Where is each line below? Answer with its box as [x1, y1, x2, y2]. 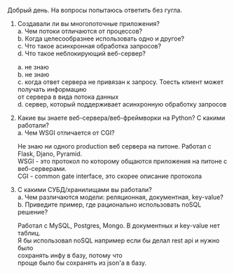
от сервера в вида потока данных [17, 93, 119, 101]
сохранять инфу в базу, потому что [17, 252, 123, 259]
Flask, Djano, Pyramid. [17, 150, 83, 158]
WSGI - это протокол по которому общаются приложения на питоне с [17, 157, 228, 165]
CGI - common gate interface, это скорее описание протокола [17, 172, 202, 180]
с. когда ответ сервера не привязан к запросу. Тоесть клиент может [17, 78, 224, 86]
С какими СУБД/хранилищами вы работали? [17, 186, 152, 193]
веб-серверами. [17, 165, 67, 172]
